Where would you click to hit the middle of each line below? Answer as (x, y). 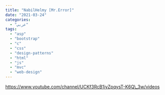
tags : (11, 29)
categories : (18, 20)
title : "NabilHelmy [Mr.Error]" (40, 10)
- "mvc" (18, 67)
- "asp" (18, 34)
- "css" (18, 48)
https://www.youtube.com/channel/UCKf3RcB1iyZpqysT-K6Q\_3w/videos (82, 87)
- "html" (19, 58)
